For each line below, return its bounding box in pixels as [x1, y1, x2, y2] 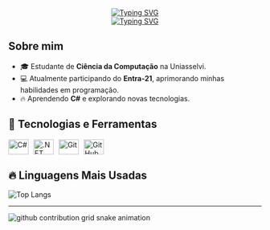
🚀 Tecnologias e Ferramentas [8, 117, 157, 131]
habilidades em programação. [19, 84, 119, 95]
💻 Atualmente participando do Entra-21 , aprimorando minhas [19, 73, 225, 83]
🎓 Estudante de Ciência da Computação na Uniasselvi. [19, 61, 207, 71]
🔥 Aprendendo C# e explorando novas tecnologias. [19, 93, 190, 103]
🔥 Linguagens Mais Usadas [8, 169, 147, 183]
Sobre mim [8, 39, 64, 53]
